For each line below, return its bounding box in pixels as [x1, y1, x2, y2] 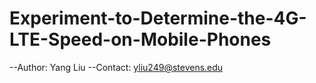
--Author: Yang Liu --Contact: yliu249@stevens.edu [9, 61, 224, 73]
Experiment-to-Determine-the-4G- [9, 7, 307, 30]
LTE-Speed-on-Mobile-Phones [9, 28, 272, 51]
